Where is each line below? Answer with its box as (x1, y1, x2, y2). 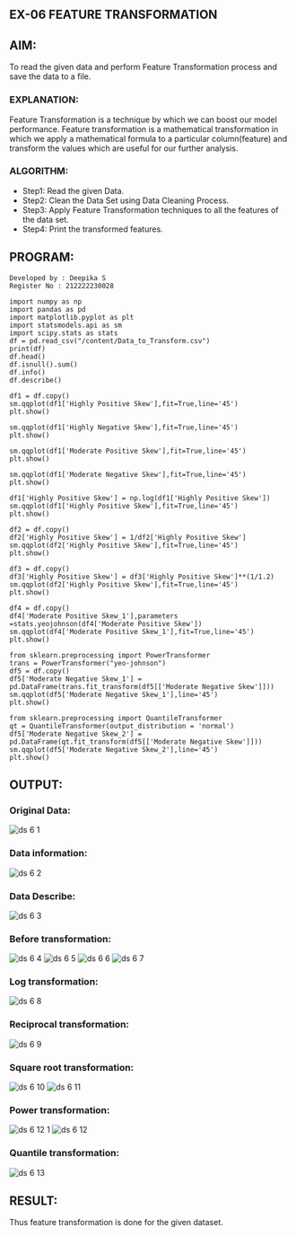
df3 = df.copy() (9, 564, 70, 573)
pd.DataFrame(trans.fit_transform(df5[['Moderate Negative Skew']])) (9, 682, 275, 691)
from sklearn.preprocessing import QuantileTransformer (9, 713, 222, 722)
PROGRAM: (9, 250, 74, 265)
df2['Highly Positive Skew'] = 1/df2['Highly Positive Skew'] (9, 533, 247, 542)
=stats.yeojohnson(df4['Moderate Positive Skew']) (9, 619, 203, 628)
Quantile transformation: (9, 1147, 119, 1160)
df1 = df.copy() (9, 391, 70, 401)
